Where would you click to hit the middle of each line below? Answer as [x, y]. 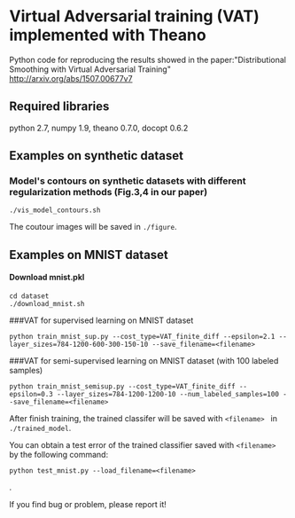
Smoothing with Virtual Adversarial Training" [90, 69]
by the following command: [59, 455]
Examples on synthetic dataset [97, 156]
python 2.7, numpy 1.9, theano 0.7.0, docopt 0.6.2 [99, 128]
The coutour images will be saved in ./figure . [93, 227]
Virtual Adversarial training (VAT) [134, 16]
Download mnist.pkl [47, 278]
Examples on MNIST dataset [89, 255]
